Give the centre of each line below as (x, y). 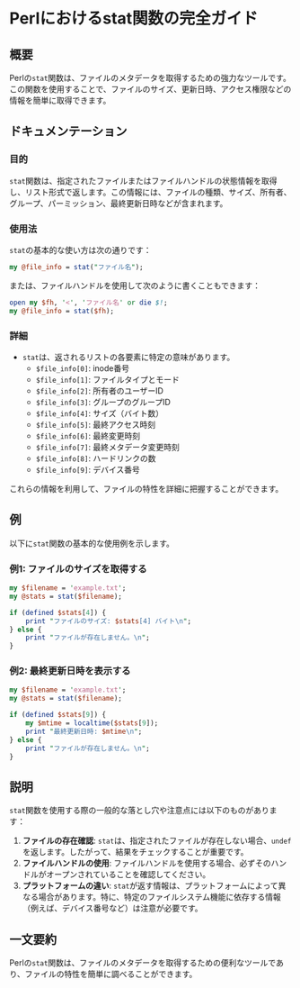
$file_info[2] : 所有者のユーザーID (100, 390)
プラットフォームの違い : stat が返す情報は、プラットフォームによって (150, 886)
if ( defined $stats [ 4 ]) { (57, 612)
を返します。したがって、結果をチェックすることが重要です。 (135, 852)
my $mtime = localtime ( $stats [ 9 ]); (92, 723)
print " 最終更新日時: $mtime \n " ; (84, 731)
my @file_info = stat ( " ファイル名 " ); (76, 267)
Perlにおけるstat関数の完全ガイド (134, 18)
